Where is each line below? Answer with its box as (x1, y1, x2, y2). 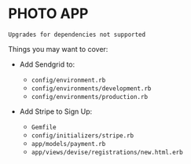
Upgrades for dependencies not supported (8, 31, 146, 38)
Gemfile (31, 123, 57, 131)
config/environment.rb (31, 76, 106, 84)
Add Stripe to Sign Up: (19, 107, 93, 116)
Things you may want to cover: (8, 44, 108, 53)
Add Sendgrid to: (19, 60, 75, 69)
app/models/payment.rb (31, 140, 106, 148)
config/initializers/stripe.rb (31, 131, 134, 140)
